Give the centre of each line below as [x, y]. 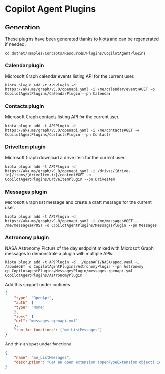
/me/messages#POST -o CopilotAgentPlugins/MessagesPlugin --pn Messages [81, 225]
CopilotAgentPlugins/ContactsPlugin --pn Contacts [58, 134]
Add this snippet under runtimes [38, 285]
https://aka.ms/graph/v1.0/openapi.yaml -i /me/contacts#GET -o [72, 130]
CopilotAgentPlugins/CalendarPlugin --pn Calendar [58, 94]
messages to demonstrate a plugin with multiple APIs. [59, 254]
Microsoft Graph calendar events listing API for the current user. [70, 76]
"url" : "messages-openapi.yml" [46, 321]
